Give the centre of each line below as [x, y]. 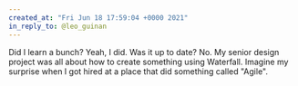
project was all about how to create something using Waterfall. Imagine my [149, 62]
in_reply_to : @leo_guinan [57, 26]
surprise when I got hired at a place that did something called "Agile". [139, 71]
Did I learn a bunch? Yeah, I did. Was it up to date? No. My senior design [144, 52]
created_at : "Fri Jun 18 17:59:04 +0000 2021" [98, 18]
